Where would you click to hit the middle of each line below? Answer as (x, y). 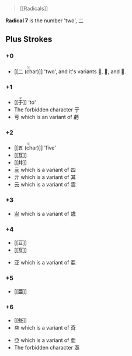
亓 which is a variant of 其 (45, 177)
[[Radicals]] (34, 9)
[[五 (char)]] (28, 148)
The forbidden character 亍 (47, 109)
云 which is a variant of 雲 (45, 185)
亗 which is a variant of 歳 (45, 213)
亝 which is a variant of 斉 (45, 328)
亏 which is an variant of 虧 (46, 117)
